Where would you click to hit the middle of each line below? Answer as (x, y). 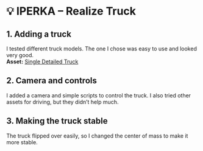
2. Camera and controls (52, 81)
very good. (20, 55)
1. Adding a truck (39, 34)
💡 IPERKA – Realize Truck (71, 11)
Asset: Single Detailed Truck (42, 61)
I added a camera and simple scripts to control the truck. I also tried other (98, 95)
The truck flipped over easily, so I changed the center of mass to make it (97, 136)
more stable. (22, 142)
